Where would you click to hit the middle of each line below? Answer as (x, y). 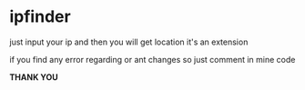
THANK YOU (34, 77)
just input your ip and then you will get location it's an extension (129, 42)
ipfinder (40, 17)
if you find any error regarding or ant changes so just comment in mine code (152, 59)
